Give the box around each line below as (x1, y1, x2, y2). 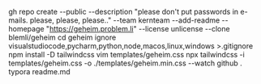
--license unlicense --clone (138, 24, 230, 33)
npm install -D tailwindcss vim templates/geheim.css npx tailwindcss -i (8, 50, 245, 59)
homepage (8, 24, 45, 33)
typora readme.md (8, 67, 71, 76)
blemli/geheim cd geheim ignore (8, 32, 117, 42)
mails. (8, 15, 28, 25)
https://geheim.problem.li (49, 24, 134, 33)
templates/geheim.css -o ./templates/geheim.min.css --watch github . (8, 58, 242, 68)
